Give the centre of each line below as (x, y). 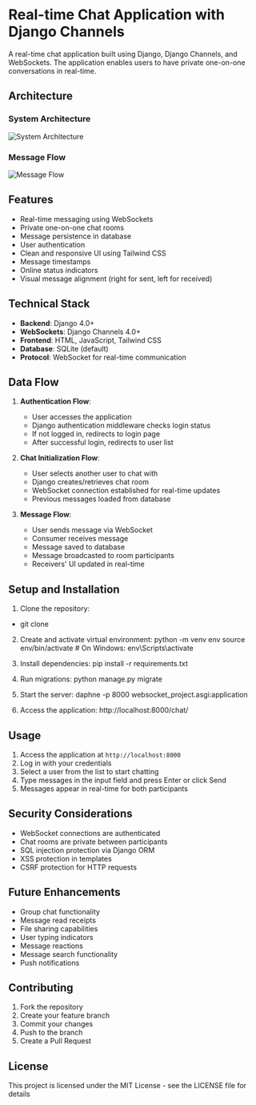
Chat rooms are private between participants (94, 842)
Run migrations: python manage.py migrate (91, 679)
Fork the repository (52, 1007)
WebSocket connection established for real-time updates (126, 491)
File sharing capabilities (59, 928)
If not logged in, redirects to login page (96, 434)
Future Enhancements (65, 892)
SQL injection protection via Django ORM (87, 850)
